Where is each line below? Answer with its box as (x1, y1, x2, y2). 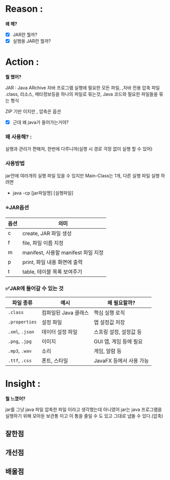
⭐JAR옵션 (5, 204, 29, 211)
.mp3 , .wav (8, 347, 32, 355)
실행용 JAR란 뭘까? (12, 38, 51, 44)
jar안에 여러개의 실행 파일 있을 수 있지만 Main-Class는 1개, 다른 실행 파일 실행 (5, 172, 160, 179)
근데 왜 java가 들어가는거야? (12, 119, 69, 125)
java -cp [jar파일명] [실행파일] (12, 190, 74, 196)
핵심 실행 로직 (93, 309, 125, 316)
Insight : (5, 378, 41, 389)
